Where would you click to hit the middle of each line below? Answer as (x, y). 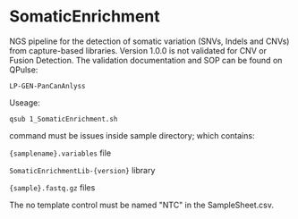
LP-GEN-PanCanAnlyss (48, 86)
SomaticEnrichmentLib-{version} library (82, 170)
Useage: (25, 102)
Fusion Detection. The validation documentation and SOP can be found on (146, 60)
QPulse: (24, 70)
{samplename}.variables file (60, 153)
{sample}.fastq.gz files (52, 187)
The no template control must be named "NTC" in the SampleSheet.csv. (142, 205)
